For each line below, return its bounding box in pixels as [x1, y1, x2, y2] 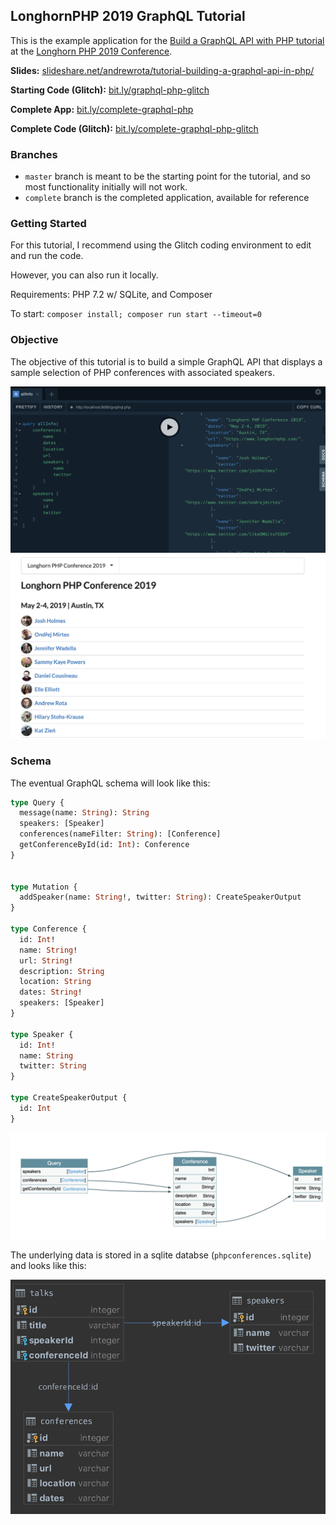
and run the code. [10, 250, 84, 262]
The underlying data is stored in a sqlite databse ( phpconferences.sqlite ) [10, 1249, 312, 1261]
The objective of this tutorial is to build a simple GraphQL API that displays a [10, 355, 323, 368]
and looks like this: [10, 1260, 87, 1272]
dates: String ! [19, 987, 83, 998]
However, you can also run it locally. [10, 269, 159, 281]
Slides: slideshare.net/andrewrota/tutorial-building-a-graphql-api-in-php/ [10, 64, 315, 76]
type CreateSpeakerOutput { [10, 1093, 128, 1103]
